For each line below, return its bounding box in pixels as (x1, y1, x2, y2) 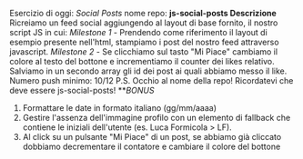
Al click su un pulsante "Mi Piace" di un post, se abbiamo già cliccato (22, 132, 282, 142)
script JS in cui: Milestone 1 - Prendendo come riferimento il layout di (9, 27, 268, 37)
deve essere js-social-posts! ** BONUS (9, 85, 155, 95)
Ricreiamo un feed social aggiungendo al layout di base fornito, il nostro (9, 17, 278, 28)
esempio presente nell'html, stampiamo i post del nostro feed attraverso (9, 36, 279, 47)
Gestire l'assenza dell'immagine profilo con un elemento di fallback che (22, 113, 291, 123)
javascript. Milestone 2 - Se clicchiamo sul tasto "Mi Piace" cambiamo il (9, 46, 278, 57)
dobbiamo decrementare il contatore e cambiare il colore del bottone (22, 141, 281, 152)
